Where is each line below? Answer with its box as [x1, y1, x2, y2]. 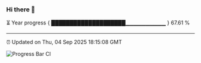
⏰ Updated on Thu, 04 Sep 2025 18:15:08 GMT [6, 39, 123, 46]
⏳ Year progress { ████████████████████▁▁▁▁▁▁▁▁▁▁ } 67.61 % [6, 19, 190, 26]
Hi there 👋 [6, 5, 36, 14]
